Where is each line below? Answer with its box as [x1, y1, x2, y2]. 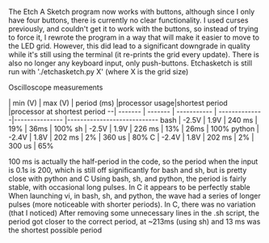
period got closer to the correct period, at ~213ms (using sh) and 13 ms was [8, 217, 261, 226]
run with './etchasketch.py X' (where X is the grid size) [8, 67, 189, 76]
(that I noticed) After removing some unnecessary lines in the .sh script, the [8, 208, 260, 217]
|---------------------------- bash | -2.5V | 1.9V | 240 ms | [64, 115, 258, 124]
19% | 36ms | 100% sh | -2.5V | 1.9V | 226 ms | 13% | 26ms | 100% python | [8, 124, 260, 133]
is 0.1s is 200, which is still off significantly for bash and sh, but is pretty [8, 165, 247, 174]
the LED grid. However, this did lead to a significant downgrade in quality [8, 41, 250, 51]
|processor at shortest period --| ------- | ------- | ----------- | [8, 107, 217, 116]
